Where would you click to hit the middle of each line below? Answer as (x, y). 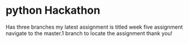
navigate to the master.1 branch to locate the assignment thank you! (89, 33)
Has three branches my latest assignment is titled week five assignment (94, 27)
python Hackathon (53, 10)
